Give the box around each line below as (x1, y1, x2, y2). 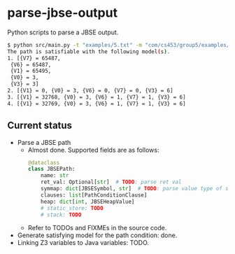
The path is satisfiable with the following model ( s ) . (7, 48, 171, 55)
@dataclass (27, 159, 60, 166)
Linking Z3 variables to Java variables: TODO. (17, 239, 149, 247)
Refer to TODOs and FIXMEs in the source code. (27, 224, 167, 232)
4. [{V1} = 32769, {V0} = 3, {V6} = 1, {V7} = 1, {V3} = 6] (7, 100, 187, 107)
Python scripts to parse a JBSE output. (7, 28, 119, 36)
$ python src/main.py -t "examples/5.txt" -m (7, 41, 142, 48)
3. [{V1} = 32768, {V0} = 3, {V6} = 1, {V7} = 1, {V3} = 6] (7, 93, 187, 101)
